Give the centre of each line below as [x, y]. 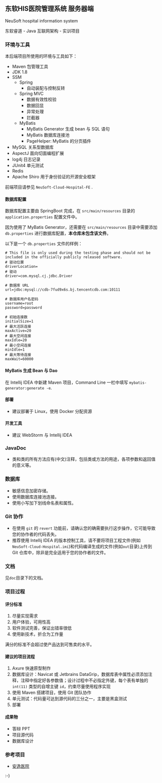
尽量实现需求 [25, 616]
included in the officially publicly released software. [64, 257]
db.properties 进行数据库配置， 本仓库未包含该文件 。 [58, 233]
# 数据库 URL [17, 286]
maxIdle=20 [16, 340]
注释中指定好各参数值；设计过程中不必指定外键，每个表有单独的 [84, 680]
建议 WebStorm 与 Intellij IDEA [42, 435]
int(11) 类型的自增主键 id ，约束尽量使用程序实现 [61, 687]
